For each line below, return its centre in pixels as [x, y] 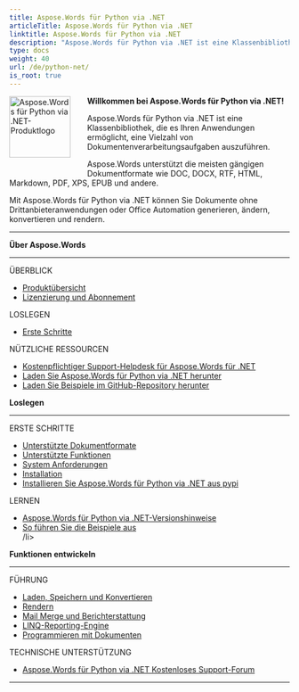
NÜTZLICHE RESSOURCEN [59, 349]
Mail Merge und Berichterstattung [84, 615]
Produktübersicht [54, 287]
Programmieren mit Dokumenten [82, 635]
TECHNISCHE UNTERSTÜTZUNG [70, 652]
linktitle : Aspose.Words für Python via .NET [95, 34]
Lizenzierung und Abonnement [79, 297]
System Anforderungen [65, 464]
